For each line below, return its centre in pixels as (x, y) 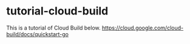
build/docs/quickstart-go (37, 34)
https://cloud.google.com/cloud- (143, 28)
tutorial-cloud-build (57, 11)
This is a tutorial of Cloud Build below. (54, 28)
